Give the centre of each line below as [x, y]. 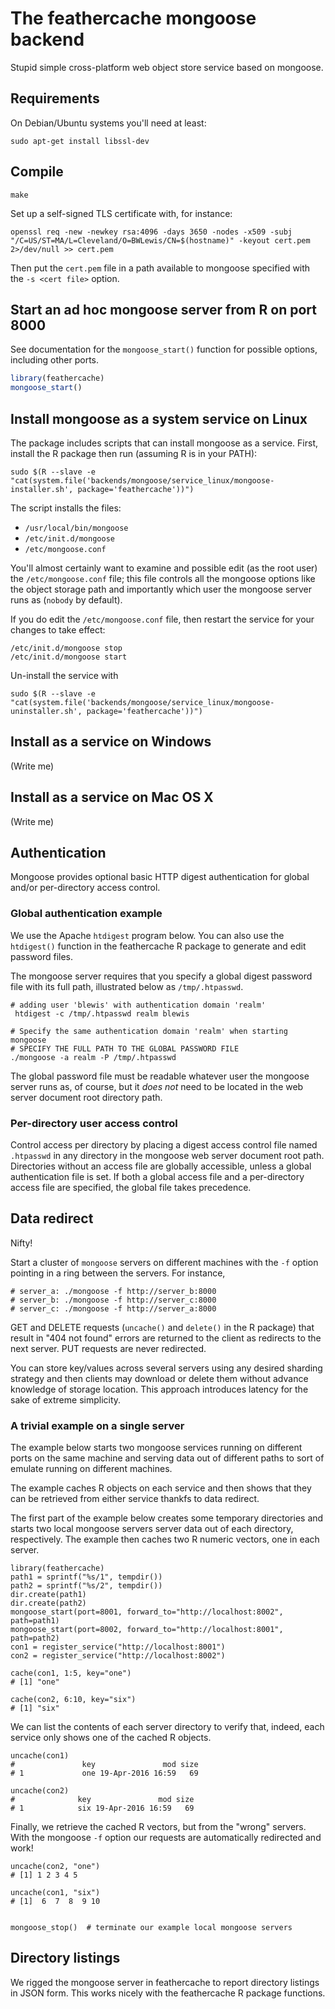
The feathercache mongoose [133, 18]
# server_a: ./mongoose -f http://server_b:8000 [113, 1291]
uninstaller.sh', [46, 711]
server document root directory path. [86, 1097]
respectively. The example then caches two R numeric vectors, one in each [165, 1539]
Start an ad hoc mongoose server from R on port [163, 309]
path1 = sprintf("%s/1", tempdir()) [86, 1577]
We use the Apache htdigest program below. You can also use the [147, 935]
